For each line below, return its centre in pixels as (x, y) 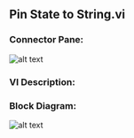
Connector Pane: (47, 40)
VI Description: (42, 81)
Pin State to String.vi (67, 15)
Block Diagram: (43, 105)
